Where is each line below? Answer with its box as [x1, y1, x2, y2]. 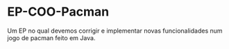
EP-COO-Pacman [7, 4, 110, 20]
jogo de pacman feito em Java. [7, 33, 96, 42]
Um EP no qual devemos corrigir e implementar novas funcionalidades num [7, 27, 223, 35]
